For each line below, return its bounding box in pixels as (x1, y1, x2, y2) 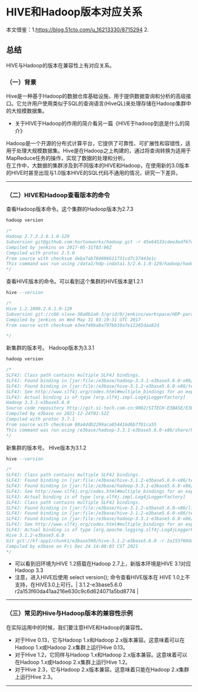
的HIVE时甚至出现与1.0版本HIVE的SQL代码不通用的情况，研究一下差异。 (6, 169, 181, 177)
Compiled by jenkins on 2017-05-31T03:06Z (6, 244, 112, 250)
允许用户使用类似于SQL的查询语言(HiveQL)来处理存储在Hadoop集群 (21, 100, 187, 107)
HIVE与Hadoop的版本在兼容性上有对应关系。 (6, 61, 115, 68)
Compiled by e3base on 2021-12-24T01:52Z (6, 411, 110, 417)
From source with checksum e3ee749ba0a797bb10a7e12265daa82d (6, 322, 160, 328)
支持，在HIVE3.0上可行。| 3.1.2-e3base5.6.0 (14, 581, 123, 588)
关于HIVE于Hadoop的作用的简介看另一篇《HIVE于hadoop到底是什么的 (14, 120, 185, 127)
